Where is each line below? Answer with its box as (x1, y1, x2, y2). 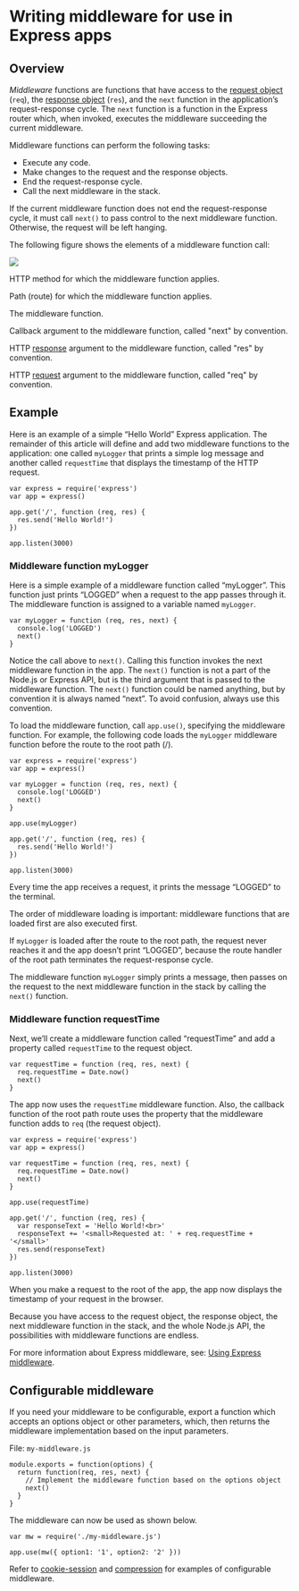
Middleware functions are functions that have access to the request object (9, 85, 284, 95)
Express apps (9, 25, 112, 46)
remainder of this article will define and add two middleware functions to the (9, 438, 290, 449)
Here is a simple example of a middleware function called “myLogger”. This (9, 580, 286, 591)
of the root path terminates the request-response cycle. (9, 954, 214, 965)
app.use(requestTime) (9, 1198, 90, 1207)
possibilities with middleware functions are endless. (9, 1330, 199, 1341)
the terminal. (9, 892, 56, 902)
